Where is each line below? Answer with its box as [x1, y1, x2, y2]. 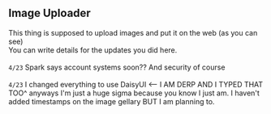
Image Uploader [8, 6, 91, 20]
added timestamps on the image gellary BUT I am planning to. [8, 96, 215, 106]
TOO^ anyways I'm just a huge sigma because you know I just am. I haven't [8, 88, 260, 98]
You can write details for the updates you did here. [8, 44, 178, 55]
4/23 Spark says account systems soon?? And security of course [8, 62, 226, 72]
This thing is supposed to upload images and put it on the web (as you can [8, 27, 258, 37]
